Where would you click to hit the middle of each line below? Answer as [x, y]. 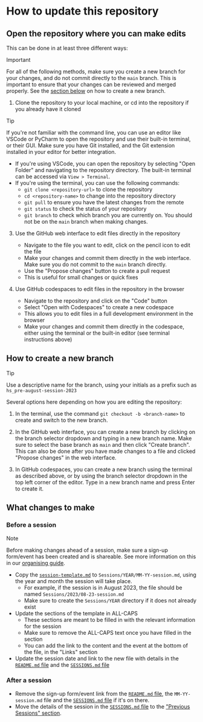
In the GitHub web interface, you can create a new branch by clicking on [105, 432]
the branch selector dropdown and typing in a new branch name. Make [103, 438]
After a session [29, 680]
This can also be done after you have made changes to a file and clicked [105, 451]
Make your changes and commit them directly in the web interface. [108, 258]
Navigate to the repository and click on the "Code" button [96, 301]
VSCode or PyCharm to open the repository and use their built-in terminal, [99, 139]
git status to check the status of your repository [85, 209]
